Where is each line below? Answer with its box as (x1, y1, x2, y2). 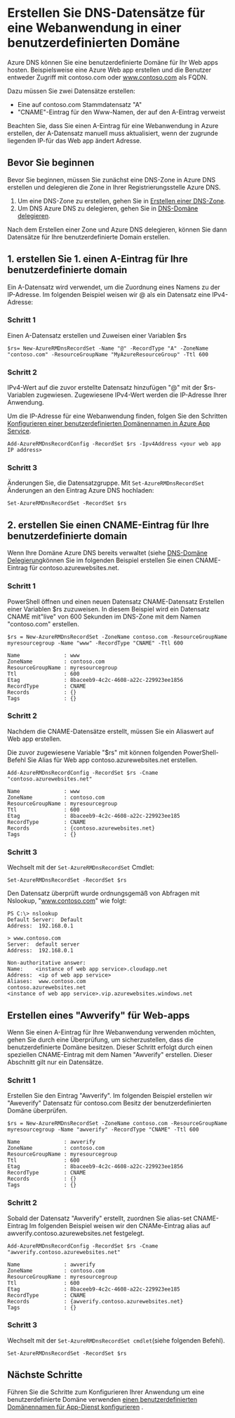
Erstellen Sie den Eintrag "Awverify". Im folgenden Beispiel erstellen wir (7, 1091, 213, 1100)
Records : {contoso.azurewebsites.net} (7, 825, 156, 832)
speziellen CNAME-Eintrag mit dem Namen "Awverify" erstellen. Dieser (7, 1050, 213, 1058)
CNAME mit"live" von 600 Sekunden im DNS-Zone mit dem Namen (7, 612, 201, 621)
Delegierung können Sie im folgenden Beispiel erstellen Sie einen (7, 556, 194, 564)
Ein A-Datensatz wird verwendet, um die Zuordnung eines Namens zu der (7, 283, 221, 291)
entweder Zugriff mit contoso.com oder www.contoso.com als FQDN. (7, 72, 208, 82)
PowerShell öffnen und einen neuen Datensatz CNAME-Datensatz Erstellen (7, 597, 224, 606)
